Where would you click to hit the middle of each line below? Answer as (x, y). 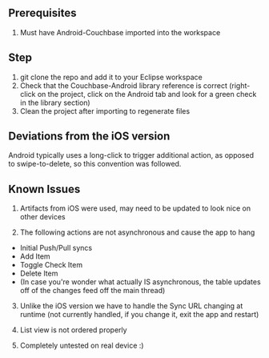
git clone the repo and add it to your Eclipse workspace (111, 77)
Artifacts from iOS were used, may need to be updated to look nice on (135, 208)
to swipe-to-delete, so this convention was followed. (95, 164)
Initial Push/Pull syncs (56, 248)
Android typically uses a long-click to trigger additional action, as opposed (131, 155)
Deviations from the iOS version (89, 137)
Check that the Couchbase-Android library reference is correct (124, 85)
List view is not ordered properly (73, 330)
